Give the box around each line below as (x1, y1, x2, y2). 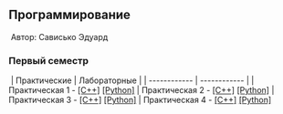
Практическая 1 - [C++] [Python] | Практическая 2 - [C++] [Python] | (8, 85, 275, 96)
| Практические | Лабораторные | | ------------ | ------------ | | (10, 75, 255, 86)
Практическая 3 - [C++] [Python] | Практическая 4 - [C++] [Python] (8, 95, 272, 106)
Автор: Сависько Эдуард (10, 31, 109, 42)
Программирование (8, 7, 131, 23)
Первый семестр (8, 54, 89, 67)
